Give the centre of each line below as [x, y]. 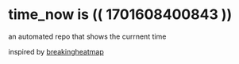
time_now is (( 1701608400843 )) [120, 15]
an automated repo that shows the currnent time [87, 36]
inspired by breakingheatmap [56, 51]
